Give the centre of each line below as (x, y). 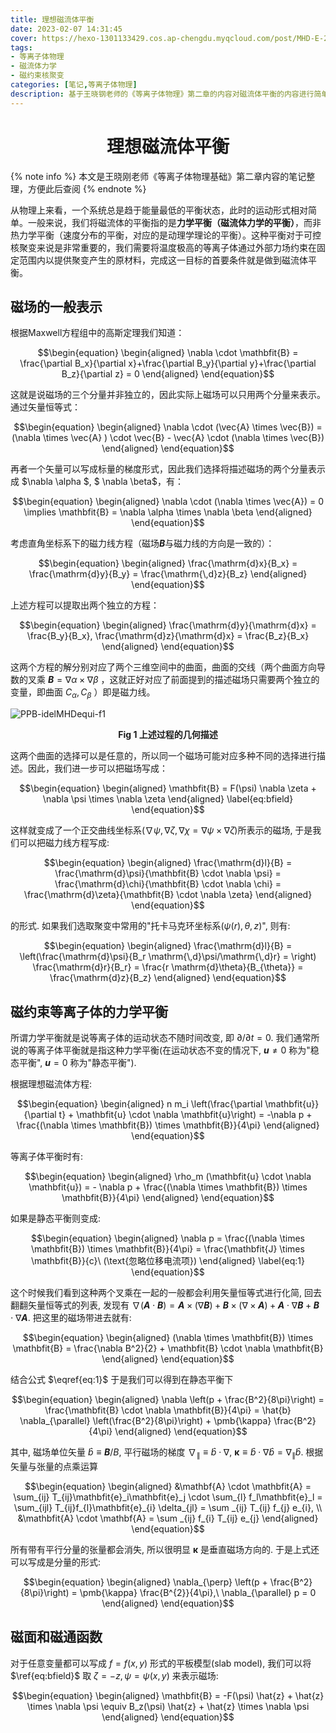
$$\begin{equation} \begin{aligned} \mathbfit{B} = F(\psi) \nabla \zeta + (168, 788)
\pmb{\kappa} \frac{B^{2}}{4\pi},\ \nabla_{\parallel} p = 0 (198, 1592)
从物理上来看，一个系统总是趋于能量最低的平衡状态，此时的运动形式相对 (159, 210)
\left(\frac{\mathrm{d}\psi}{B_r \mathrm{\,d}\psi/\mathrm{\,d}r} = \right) (168, 957)
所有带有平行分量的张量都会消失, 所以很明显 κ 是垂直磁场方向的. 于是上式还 (165, 1549)
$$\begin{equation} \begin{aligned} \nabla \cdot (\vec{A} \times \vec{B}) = (168, 427)
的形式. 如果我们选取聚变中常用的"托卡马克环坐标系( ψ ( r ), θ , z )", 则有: (150, 926)
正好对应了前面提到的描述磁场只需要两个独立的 (223, 680)
